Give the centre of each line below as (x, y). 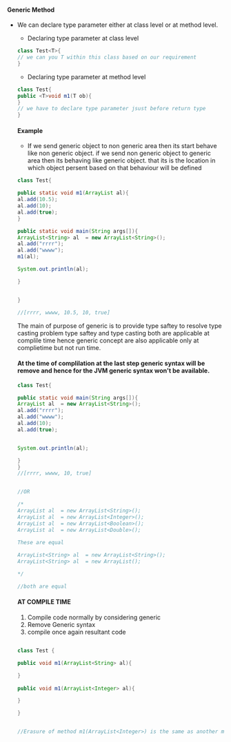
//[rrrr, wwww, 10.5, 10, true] (63, 312)
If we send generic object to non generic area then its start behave (122, 146)
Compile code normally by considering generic (94, 617)
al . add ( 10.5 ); (37, 200)
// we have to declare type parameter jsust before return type (111, 109)
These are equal (40, 542)
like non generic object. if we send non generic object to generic (119, 153)
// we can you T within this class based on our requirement (107, 58)
